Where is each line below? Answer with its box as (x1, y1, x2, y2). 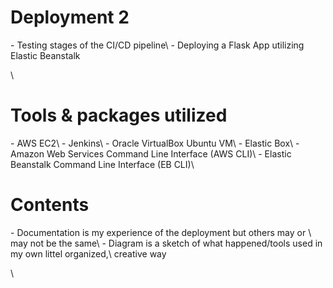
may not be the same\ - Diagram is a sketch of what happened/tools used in (10, 237, 323, 249)
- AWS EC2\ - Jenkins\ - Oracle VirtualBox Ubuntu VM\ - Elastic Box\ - (10, 137, 300, 149)
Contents (10, 194, 90, 216)
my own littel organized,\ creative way (10, 247, 167, 260)
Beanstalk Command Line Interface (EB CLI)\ (10, 158, 195, 170)
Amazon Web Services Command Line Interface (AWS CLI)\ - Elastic (10, 147, 292, 160)
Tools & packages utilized (10, 104, 228, 127)
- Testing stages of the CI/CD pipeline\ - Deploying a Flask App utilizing (10, 39, 305, 51)
